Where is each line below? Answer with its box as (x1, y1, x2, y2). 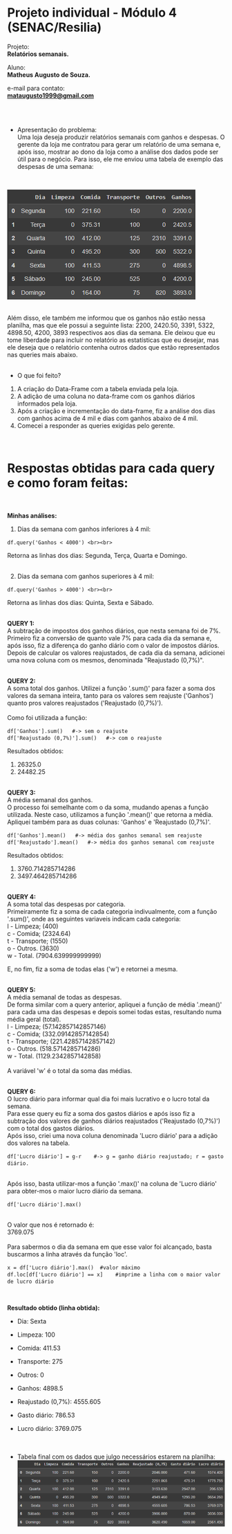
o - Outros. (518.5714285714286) (7, 1044, 101, 1053)
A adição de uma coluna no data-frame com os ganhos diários (17, 392, 195, 400)
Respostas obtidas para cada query (7, 460, 215, 476)
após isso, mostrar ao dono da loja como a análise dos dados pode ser (17, 147, 219, 156)
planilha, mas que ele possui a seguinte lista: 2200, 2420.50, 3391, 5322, (7, 321, 215, 330)
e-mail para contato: (7, 84, 66, 92)
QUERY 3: (7, 788, 36, 797)
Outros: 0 (17, 1371, 44, 1379)
